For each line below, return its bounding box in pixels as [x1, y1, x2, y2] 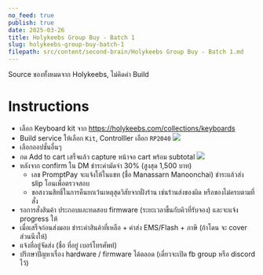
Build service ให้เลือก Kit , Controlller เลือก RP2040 [19, 133, 171, 142]
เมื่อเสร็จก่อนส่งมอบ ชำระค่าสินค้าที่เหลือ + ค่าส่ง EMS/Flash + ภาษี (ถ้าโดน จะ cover [19, 222, 247, 232]
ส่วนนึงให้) [19, 231, 48, 240]
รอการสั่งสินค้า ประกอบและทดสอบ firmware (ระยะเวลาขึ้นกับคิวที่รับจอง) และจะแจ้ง [19, 205, 239, 214]
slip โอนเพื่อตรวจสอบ [31, 178, 90, 188]
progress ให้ [19, 214, 58, 223]
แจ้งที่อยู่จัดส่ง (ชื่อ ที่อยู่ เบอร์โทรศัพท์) [19, 240, 118, 250]
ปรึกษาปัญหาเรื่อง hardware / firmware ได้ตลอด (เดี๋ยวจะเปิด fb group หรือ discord [19, 249, 256, 258]
